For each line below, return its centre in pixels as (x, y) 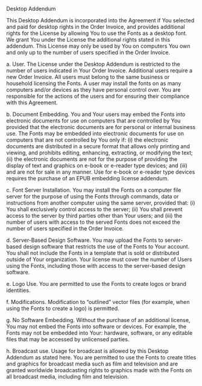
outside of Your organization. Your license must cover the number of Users (99, 259)
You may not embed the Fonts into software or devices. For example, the (96, 326)
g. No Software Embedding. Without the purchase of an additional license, (98, 320)
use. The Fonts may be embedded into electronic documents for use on (95, 133)
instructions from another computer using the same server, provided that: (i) (101, 203)
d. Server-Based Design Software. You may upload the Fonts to (85, 240)
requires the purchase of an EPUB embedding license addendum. (87, 178)
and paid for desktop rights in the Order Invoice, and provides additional (96, 27)
